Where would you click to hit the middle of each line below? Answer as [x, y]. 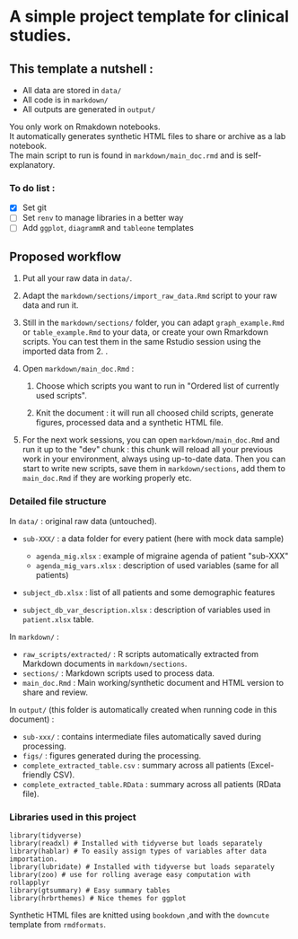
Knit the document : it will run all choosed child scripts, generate [154, 413]
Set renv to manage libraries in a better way [103, 218]
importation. [34, 859]
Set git [34, 207]
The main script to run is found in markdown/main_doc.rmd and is [126, 155]
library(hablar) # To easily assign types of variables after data [138, 851]
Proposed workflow [66, 256]
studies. [40, 35]
